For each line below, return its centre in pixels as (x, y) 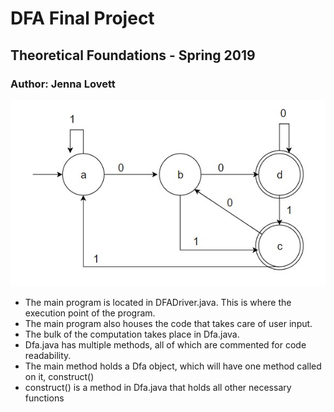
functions (44, 398)
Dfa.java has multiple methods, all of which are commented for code (165, 344)
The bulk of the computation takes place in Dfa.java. (132, 334)
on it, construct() (59, 376)
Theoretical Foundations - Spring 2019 (133, 55)
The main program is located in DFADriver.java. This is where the (158, 302)
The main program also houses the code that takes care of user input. (168, 323)
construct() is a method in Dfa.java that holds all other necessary (158, 387)
